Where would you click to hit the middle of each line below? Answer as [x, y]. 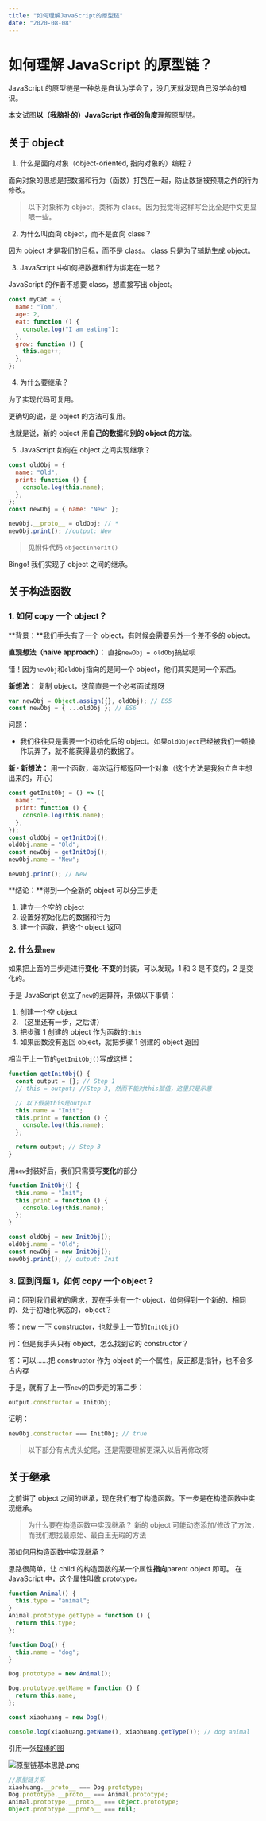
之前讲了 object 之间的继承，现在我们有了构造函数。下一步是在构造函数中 [128, 1498]
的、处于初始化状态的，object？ [60, 1310]
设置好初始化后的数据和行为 [65, 917]
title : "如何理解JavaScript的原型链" [66, 16]
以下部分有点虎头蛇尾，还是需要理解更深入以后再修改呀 [118, 1450]
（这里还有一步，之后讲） [62, 1022]
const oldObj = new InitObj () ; [60, 1237]
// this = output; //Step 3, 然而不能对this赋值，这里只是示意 [114, 1089]
